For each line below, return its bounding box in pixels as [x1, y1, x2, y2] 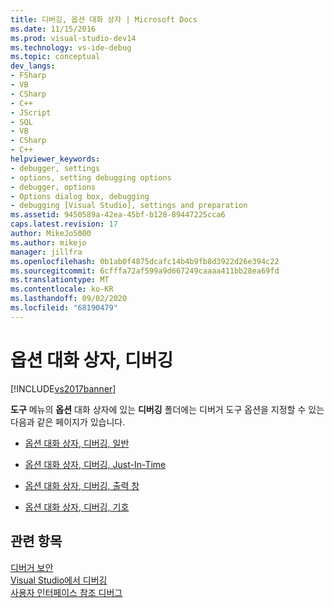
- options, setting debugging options [10, 172, 172, 183]
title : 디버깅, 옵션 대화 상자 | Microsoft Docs [10, 14, 198, 25]
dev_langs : [10, 61, 56, 71]
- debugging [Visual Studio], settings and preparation [10, 201, 248, 211]
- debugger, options [10, 182, 97, 192]
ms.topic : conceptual [10, 52, 101, 62]
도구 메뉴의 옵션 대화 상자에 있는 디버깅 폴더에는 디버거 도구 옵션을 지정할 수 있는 [10, 403, 325, 415]
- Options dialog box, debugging [10, 191, 150, 201]
